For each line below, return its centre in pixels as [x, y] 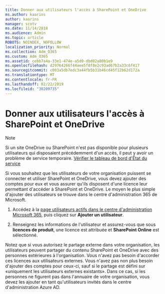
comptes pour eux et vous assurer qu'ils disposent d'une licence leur [76, 184]
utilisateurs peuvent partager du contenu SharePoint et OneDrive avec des [82, 250]
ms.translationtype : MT [30, 75]
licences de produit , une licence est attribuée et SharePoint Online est [86, 230]
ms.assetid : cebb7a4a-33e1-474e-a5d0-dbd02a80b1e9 [59, 61]
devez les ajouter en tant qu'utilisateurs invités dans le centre [68, 282]
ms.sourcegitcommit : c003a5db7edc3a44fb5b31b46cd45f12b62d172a [72, 70]
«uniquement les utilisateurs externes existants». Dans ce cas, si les [75, 271]
